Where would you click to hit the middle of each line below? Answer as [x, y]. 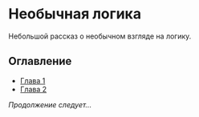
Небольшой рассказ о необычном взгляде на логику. [100, 36]
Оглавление [40, 61]
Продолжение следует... [50, 104]
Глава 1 [32, 80]
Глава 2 [33, 89]
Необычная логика [75, 14]
